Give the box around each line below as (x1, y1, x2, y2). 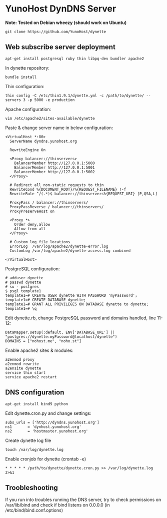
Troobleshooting (5, 483, 58, 492)
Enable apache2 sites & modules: (5, 347, 74, 353)
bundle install (5, 75, 37, 80)
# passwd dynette (5, 280, 41, 285)
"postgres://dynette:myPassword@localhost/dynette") (5, 334, 117, 339)
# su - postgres (5, 284, 39, 289)
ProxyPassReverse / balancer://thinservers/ (9, 204, 104, 209)
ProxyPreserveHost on (9, 209, 55, 214)
